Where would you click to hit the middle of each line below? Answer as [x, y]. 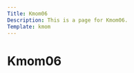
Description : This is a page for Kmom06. [68, 20]
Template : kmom [29, 26]
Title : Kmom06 [28, 14]
